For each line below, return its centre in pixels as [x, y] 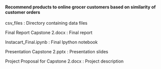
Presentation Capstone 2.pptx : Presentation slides [57, 52]
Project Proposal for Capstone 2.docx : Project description [64, 61]
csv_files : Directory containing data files [46, 23]
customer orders [23, 12]
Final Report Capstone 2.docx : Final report [49, 33]
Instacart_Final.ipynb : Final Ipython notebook [51, 42]
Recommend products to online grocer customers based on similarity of [80, 7]
